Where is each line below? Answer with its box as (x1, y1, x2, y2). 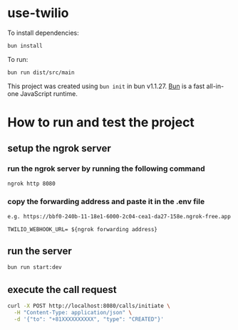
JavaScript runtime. (20, 89, 78, 97)
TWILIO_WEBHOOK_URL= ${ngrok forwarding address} (7, 225, 158, 233)
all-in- (206, 82, 224, 90)
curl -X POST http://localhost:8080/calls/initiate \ (7, 302, 171, 310)
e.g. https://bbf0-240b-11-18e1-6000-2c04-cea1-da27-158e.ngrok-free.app (7, 213, 232, 220)
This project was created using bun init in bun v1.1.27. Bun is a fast (7, 82, 205, 90)
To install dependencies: (7, 28, 80, 37)
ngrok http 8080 (7, 180, 56, 187)
